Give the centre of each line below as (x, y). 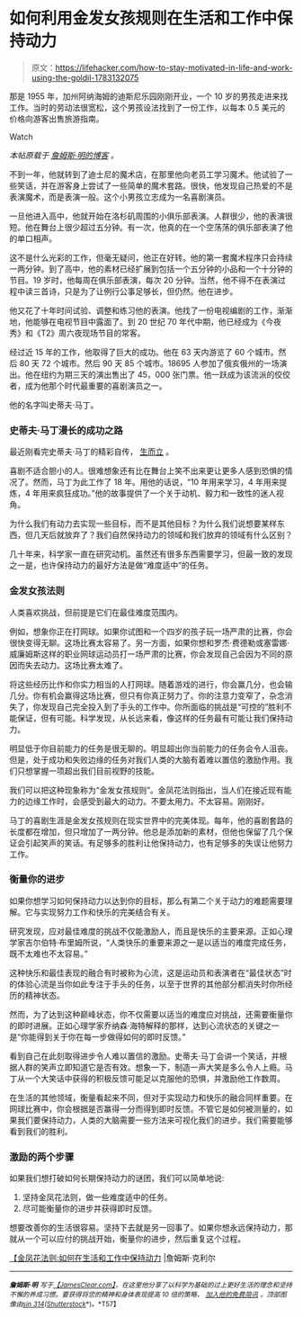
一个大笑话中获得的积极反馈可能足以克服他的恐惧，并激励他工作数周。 (155, 1078)
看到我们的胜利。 (41, 1131)
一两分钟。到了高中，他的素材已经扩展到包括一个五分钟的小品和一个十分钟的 (151, 269)
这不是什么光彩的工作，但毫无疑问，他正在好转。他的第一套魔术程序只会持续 (151, 257)
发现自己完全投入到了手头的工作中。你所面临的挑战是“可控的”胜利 (162, 706)
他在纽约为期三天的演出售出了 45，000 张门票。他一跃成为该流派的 (150, 374)
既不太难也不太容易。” (49, 954)
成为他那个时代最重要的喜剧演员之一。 (96, 385)
